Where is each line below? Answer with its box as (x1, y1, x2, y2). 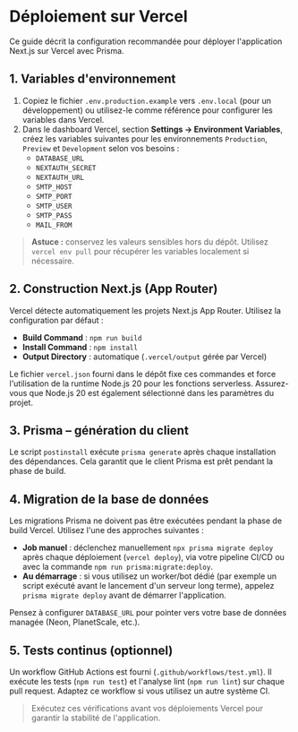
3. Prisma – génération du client (9, 423, 190, 438)
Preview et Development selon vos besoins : (21, 142, 180, 153)
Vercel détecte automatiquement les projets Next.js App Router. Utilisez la (9, 305, 282, 315)
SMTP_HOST (35, 182, 73, 192)
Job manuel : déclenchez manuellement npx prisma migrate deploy (21, 542, 274, 553)
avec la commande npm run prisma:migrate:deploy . (21, 562, 213, 573)
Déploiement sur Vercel (9, 6, 188, 27)
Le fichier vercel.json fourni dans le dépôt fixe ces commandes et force (9, 368, 277, 379)
